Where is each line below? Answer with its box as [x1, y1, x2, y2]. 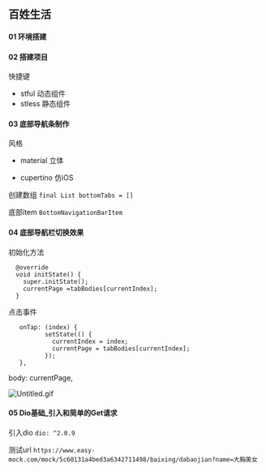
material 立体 [19, 156, 64, 165]
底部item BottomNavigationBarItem [8, 208, 123, 217]
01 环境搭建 [8, 32, 47, 41]
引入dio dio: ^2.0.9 [8, 427, 75, 437]
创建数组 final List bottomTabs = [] [8, 190, 134, 200]
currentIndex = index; [51, 337, 129, 345]
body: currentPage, [8, 372, 73, 383]
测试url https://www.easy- [8, 444, 96, 454]
